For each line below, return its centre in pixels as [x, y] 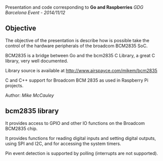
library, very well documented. [37, 61]
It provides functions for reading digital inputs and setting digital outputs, [80, 138]
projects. [14, 85]
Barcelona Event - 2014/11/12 [35, 13]
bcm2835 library [32, 111]
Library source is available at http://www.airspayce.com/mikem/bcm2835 [81, 70]
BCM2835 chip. [21, 128]
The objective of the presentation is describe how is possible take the [77, 40]
